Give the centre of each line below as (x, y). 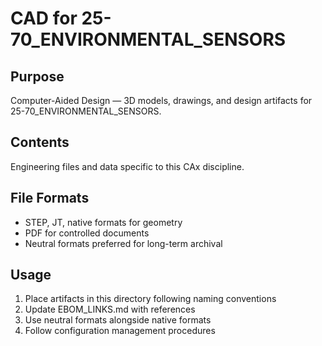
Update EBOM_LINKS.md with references (110, 309)
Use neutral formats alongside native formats (118, 320)
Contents (40, 142)
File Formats (50, 198)
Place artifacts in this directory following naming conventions (150, 299)
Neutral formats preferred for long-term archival (123, 243)
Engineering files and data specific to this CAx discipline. (127, 166)
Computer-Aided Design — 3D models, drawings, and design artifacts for (161, 100)
